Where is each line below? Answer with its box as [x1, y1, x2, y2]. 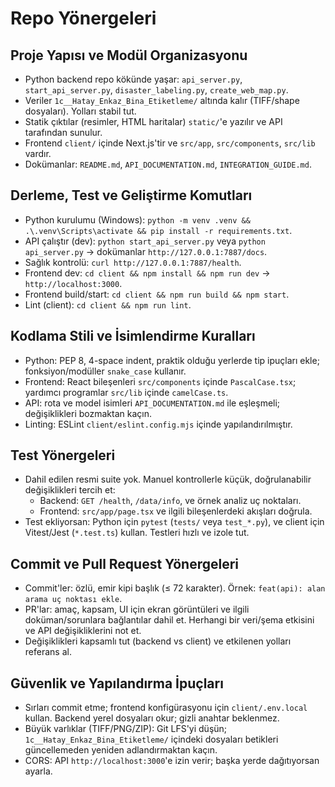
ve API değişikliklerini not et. [24, 625, 142, 637]
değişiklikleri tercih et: [24, 484, 116, 496]
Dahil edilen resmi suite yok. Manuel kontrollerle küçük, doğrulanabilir [24, 473, 312, 486]
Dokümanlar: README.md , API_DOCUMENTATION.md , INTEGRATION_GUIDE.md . [24, 158, 312, 170]
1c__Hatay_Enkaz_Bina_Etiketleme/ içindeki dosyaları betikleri [24, 733, 279, 746]
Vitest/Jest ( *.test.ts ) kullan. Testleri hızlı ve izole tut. [24, 527, 250, 539]
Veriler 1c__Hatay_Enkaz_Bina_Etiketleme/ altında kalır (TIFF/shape [24, 95, 300, 106]
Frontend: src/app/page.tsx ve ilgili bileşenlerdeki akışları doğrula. [39, 505, 313, 517]
